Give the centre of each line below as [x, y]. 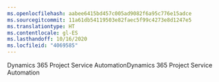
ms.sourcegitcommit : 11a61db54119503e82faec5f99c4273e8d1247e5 [100, 20]
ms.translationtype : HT [41, 26]
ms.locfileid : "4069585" [43, 45]
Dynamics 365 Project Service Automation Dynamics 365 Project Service [110, 65]
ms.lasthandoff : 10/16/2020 [47, 39]
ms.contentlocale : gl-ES [43, 33]
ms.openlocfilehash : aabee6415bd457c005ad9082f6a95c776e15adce [100, 13]
